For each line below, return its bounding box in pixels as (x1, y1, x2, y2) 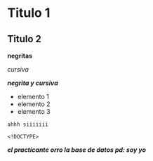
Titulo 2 (7, 33, 42, 45)
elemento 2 (17, 100, 51, 108)
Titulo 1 (7, 5, 51, 21)
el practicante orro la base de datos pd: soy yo (7, 146, 146, 154)
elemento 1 (17, 93, 49, 101)
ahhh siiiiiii (7, 121, 49, 128)
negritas (7, 51, 33, 60)
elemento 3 (17, 108, 51, 115)
